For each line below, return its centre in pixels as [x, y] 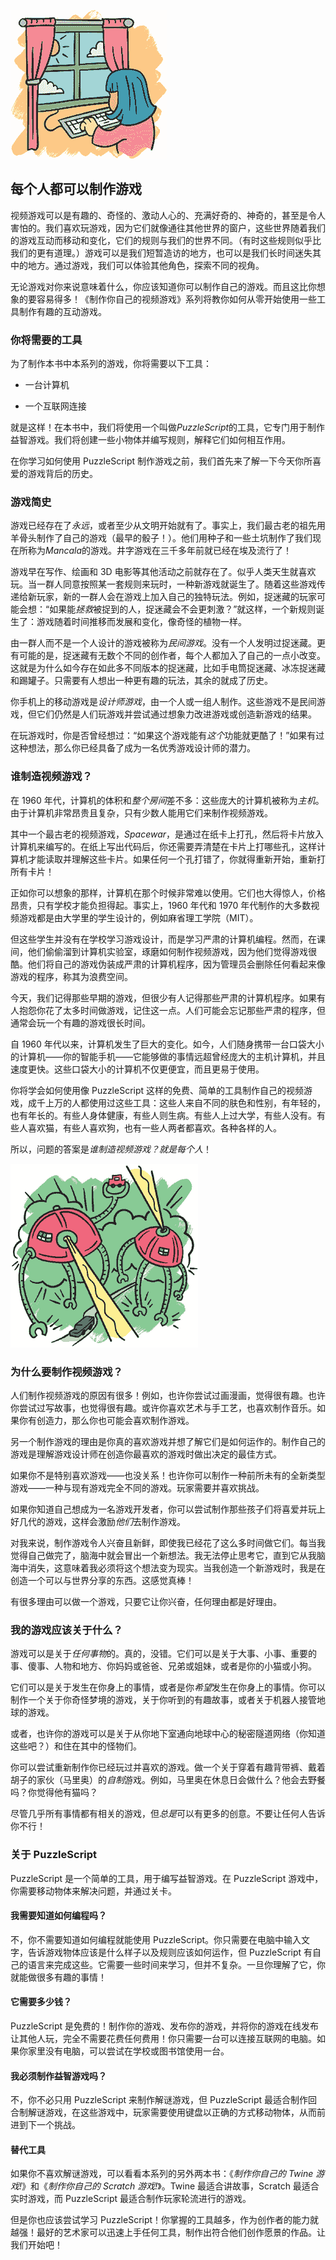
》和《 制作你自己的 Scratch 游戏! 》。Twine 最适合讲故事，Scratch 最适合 [170, 2186]
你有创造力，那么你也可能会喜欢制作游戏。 [106, 1420]
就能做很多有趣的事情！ [58, 1977]
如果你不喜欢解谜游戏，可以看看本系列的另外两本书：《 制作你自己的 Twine [162, 2174]
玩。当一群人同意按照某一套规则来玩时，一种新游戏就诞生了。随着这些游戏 [163, 584]
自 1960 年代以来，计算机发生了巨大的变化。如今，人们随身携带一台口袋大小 [167, 1044]
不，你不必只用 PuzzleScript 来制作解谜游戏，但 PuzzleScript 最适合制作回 [164, 2100]
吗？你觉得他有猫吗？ [54, 1792]
